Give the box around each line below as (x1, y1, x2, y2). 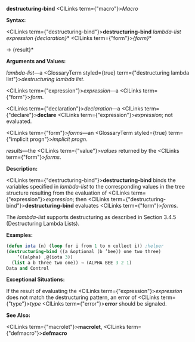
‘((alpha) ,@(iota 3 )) (17, 254, 73, 260)
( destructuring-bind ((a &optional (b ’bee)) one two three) (6, 248, 162, 254)
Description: (6, 165, 38, 172)
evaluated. (6, 118, 32, 125)
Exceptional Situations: (6, 276, 65, 283)
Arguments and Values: (6, 58, 66, 64)
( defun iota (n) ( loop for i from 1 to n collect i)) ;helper (6, 243, 164, 249)
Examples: (6, 232, 33, 238)
